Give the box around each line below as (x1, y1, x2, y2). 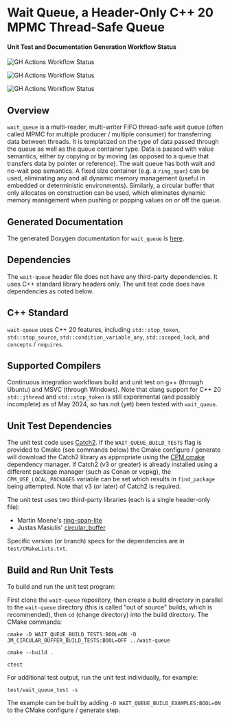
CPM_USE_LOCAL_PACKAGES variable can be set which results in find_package (7, 475, 215, 483)
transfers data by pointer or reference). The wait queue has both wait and (7, 160, 215, 168)
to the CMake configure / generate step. (7, 706, 121, 714)
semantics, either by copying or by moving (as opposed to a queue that (7, 152, 209, 160)
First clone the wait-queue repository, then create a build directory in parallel (7, 596, 223, 604)
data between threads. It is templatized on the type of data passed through (7, 138, 219, 146)
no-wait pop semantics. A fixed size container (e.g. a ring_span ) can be (7, 167, 209, 175)
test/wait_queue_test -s (7, 687, 78, 693)
